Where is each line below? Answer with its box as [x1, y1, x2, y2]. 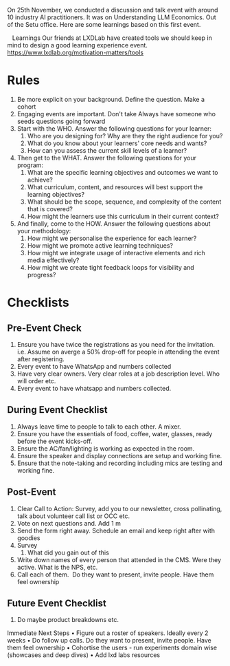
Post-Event [7, 486, 56, 498]
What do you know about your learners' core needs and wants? [27, 139, 207, 147]
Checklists [7, 295, 70, 310]
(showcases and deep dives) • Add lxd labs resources [7, 651, 160, 659]
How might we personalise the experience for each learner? [27, 234, 197, 242]
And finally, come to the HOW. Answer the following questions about [16, 219, 211, 228]
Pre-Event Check [7, 322, 82, 334]
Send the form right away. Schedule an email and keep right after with [16, 526, 215, 535]
